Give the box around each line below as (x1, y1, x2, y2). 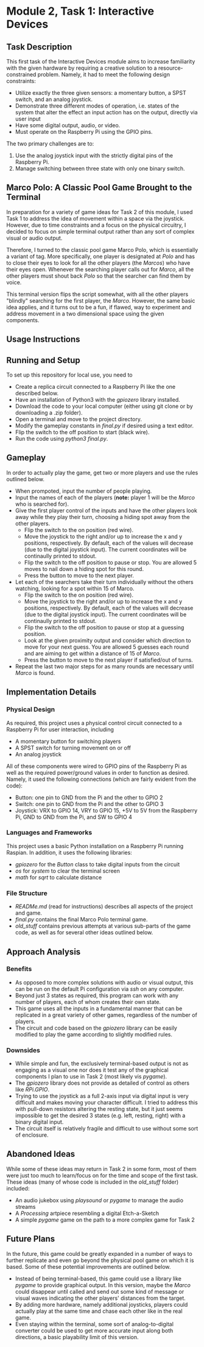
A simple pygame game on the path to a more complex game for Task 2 (15, 1216, 195, 1223)
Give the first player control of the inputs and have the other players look (15, 506, 198, 514)
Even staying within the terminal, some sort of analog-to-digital (15, 1320, 174, 1327)
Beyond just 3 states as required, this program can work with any (15, 992, 178, 999)
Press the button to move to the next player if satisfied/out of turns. (24, 656, 193, 663)
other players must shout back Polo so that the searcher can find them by (6, 272, 191, 279)
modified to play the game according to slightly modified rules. (15, 1030, 172, 1038)
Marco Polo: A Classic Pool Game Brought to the (6, 182, 192, 193)
